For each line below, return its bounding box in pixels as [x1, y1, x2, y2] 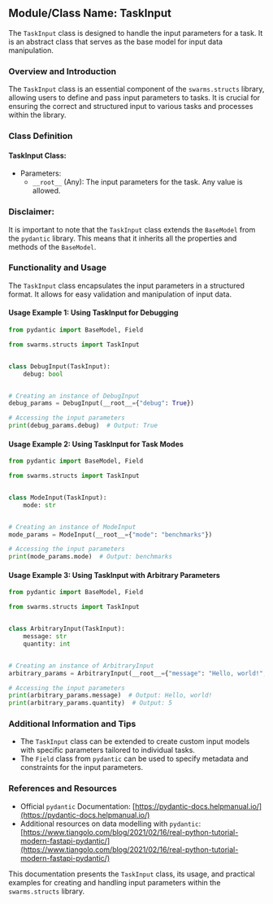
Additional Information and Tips [8, 719, 136, 730]
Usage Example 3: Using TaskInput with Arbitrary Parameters [8, 570, 221, 580]
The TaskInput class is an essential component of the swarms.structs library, [8, 85, 265, 94]
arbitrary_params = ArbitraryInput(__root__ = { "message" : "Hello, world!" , [8, 669, 267, 677]
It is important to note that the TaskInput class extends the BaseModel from [8, 224, 256, 234]
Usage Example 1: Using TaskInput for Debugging [8, 308, 179, 318]
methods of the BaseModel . [8, 241, 97, 251]
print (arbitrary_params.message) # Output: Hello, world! [8, 691, 213, 700]
